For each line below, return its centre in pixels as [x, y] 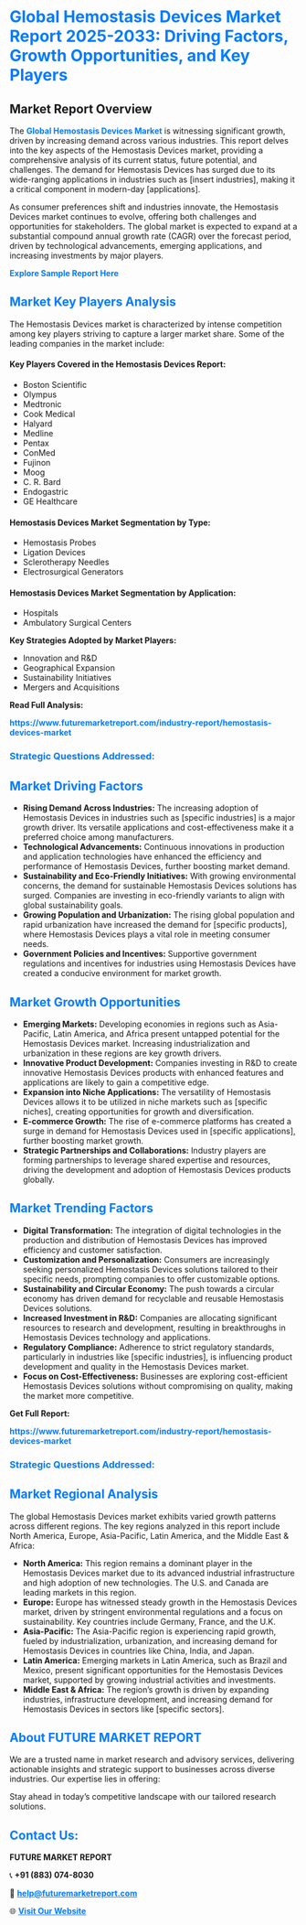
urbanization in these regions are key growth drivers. [122, 1053]
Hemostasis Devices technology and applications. [116, 1337]
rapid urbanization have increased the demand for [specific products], [155, 925]
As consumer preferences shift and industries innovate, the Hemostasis [144, 207]
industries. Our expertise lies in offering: [85, 1779]
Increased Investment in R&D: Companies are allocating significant [150, 1317]
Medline [38, 434]
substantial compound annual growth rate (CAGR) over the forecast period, [151, 236]
